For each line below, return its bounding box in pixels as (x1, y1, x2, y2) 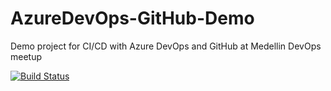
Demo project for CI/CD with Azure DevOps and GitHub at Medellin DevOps (10, 40, 322, 52)
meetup (10, 50, 43, 62)
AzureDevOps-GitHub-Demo (10, 7, 255, 30)
